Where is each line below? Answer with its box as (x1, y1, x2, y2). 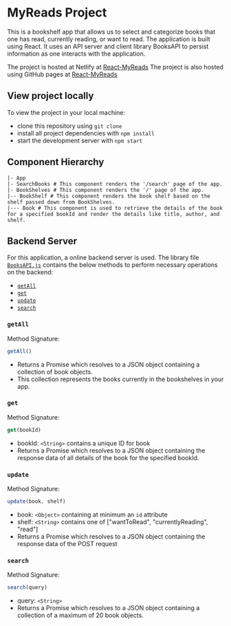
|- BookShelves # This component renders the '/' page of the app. (7, 186, 205, 193)
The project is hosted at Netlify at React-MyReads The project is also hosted (7, 63, 223, 71)
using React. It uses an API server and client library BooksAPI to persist (7, 42, 209, 50)
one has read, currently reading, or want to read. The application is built (7, 34, 211, 43)
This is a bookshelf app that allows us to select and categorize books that (7, 28, 216, 36)
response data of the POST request (16, 539, 118, 548)
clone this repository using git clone (16, 122, 122, 130)
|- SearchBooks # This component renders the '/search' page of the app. (7, 180, 223, 187)
